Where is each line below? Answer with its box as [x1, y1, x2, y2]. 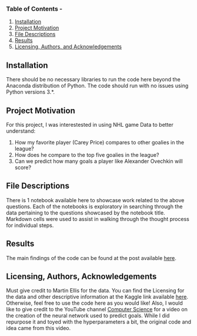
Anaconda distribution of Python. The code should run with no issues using [6, 82, 189, 90]
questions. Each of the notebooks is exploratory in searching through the [6, 203, 183, 210]
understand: [6, 127, 36, 134]
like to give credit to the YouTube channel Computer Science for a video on [6, 306, 188, 313]
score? [14, 164, 31, 171]
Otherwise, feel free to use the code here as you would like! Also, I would [6, 299, 183, 307]
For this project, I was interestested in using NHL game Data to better [6, 121, 173, 128]
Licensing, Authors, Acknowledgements [6, 271, 157, 281]
